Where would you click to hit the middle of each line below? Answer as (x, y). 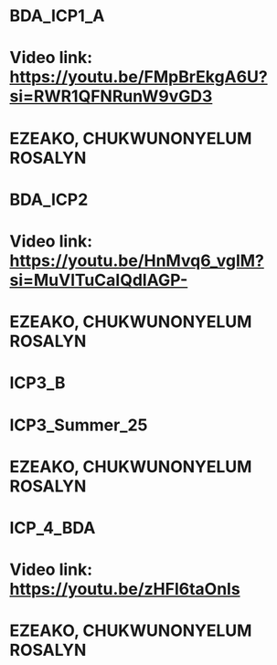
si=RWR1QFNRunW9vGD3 (111, 96)
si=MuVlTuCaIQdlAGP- (99, 280)
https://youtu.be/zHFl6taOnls (125, 589)
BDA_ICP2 (49, 200)
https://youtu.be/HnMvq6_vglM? (137, 260)
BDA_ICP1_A (57, 16)
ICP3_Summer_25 (79, 425)
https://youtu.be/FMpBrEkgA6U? (138, 77)
